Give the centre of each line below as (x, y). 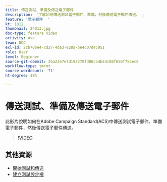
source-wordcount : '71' (30, 71)
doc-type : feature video (31, 33)
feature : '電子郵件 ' (27, 19)
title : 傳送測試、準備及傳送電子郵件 (40, 10)
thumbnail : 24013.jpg (28, 29)
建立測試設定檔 (28, 174)
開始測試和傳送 (28, 168)
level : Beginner (22, 57)
